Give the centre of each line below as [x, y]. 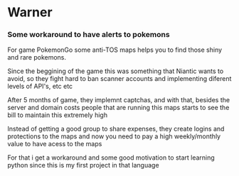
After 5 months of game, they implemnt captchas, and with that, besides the [118, 100]
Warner [30, 12]
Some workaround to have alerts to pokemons [89, 35]
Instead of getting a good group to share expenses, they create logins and [116, 129]
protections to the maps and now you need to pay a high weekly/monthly [114, 136]
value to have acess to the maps [55, 144]
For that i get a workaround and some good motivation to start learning [111, 158]
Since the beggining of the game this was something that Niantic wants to [116, 71]
